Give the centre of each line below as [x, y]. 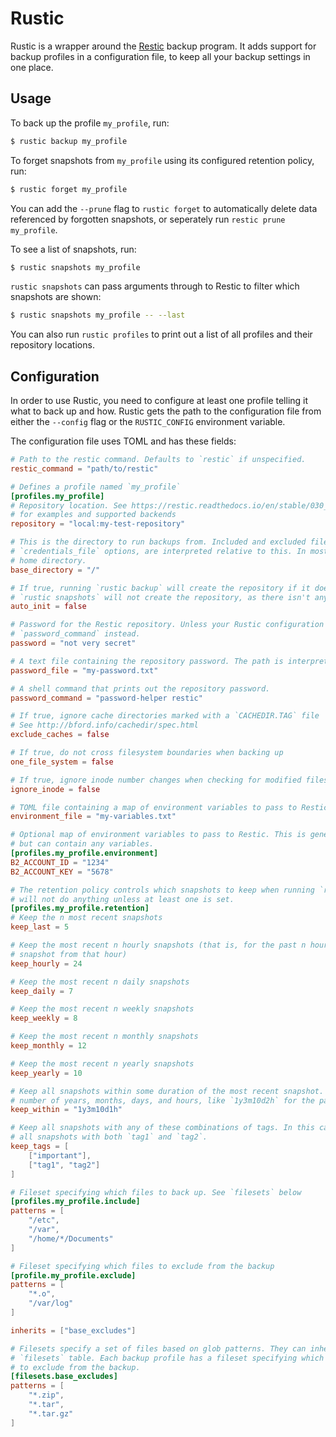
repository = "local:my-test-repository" [98, 524]
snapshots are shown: [56, 297]
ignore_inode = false [55, 789]
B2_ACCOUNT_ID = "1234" [60, 862]
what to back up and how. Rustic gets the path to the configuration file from [166, 411]
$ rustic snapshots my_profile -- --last [98, 315]
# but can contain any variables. [82, 844]
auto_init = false [48, 607]
